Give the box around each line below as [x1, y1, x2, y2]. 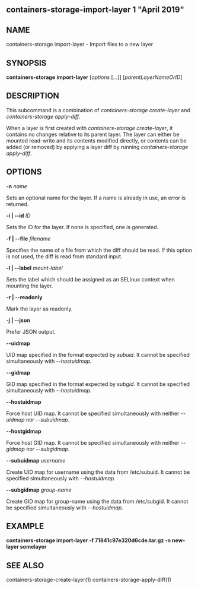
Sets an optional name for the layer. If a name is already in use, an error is [6, 194, 186, 201]
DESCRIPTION [6, 91, 59, 101]
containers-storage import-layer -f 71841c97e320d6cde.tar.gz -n [6, 537, 171, 544]
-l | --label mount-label [6, 264, 63, 271]
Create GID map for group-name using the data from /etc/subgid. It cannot [6, 498, 189, 505]
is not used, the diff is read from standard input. [6, 252, 123, 260]
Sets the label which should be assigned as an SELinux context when [6, 275, 175, 283]
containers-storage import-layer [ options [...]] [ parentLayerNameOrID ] [6, 74, 183, 81]
